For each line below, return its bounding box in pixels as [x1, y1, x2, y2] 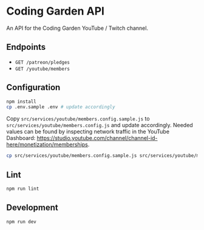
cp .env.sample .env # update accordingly [6, 104, 115, 110]
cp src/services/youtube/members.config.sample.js [6, 153, 137, 159]
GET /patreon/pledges [15, 59, 70, 65]
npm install [6, 99, 36, 105]
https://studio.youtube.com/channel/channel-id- [36, 134, 158, 142]
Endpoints [6, 42, 46, 52]
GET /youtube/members [15, 66, 70, 72]
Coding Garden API [6, 4, 105, 18]
